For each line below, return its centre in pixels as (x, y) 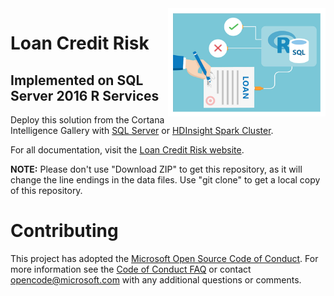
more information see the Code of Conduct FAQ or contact (131, 269)
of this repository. (46, 190)
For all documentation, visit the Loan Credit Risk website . (127, 150)
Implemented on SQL (77, 80)
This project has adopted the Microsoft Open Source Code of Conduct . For (164, 258)
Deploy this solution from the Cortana (87, 120)
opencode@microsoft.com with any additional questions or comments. (156, 279)
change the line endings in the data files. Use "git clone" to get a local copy (165, 180)
